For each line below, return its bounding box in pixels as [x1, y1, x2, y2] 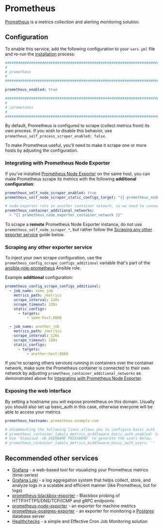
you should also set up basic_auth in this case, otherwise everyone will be [5, 403, 153, 410]
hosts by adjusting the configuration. [5, 147, 79, 153]
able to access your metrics [5, 409, 61, 415]
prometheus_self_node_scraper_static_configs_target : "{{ [5, 195, 125, 200]
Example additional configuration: [5, 274, 73, 280]
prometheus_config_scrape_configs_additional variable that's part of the [5, 260, 150, 266]
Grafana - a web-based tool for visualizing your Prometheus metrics [12, 466, 148, 473]
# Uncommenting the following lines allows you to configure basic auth [5, 427, 155, 432]
